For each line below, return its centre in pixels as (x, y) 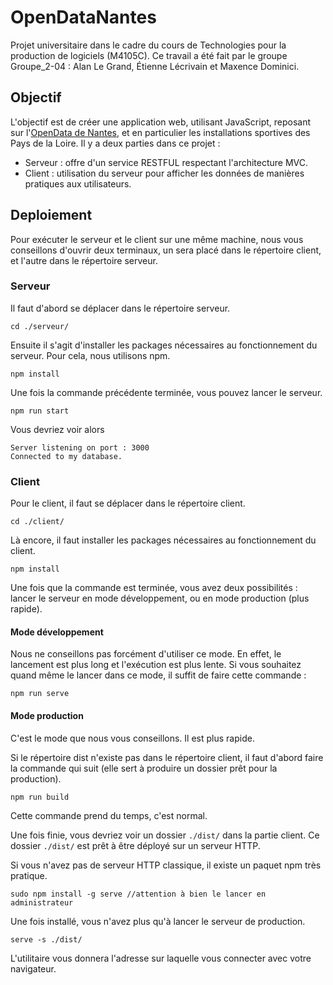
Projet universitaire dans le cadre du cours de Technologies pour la (148, 45)
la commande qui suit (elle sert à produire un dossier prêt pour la (144, 768)
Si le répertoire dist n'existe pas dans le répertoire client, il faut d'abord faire (167, 757)
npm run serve (40, 694)
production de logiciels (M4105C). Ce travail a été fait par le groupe (149, 55)
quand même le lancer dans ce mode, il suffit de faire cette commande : (158, 675)
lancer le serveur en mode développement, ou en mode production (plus (160, 598)
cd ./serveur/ (40, 326)
